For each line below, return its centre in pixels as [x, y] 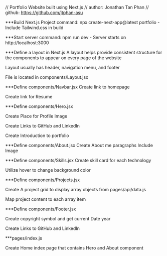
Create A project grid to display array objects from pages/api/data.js [76, 189]
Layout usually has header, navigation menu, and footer [63, 68]
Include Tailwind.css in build [34, 28]
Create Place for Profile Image [36, 116]
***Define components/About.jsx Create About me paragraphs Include [79, 145]
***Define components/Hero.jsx [39, 106]
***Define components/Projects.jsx [43, 180]
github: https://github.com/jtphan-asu [44, 13]
